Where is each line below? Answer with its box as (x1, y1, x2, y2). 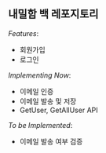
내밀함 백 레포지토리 (8, 7, 99, 21)
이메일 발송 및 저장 (19, 97, 77, 106)
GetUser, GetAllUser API (19, 105, 98, 115)
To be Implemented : (8, 120, 73, 129)
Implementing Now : (8, 70, 71, 80)
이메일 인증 (19, 86, 54, 96)
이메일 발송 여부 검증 (19, 137, 83, 146)
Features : (8, 28, 39, 38)
